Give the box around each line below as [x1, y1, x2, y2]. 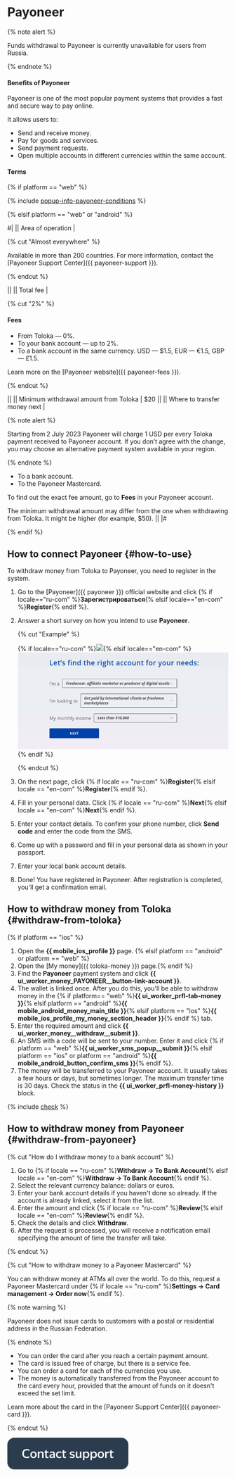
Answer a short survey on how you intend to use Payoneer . [17, 617, 189, 625]
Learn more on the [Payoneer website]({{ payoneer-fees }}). [7, 367, 181, 376]
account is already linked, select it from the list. [17, 1196, 154, 1205]
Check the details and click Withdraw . [17, 1219, 129, 1227]
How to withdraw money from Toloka [7, 903, 172, 915]
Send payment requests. [17, 144, 89, 152]
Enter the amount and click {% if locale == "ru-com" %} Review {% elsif [17, 1203, 223, 1212]
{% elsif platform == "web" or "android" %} [7, 210, 133, 219]
